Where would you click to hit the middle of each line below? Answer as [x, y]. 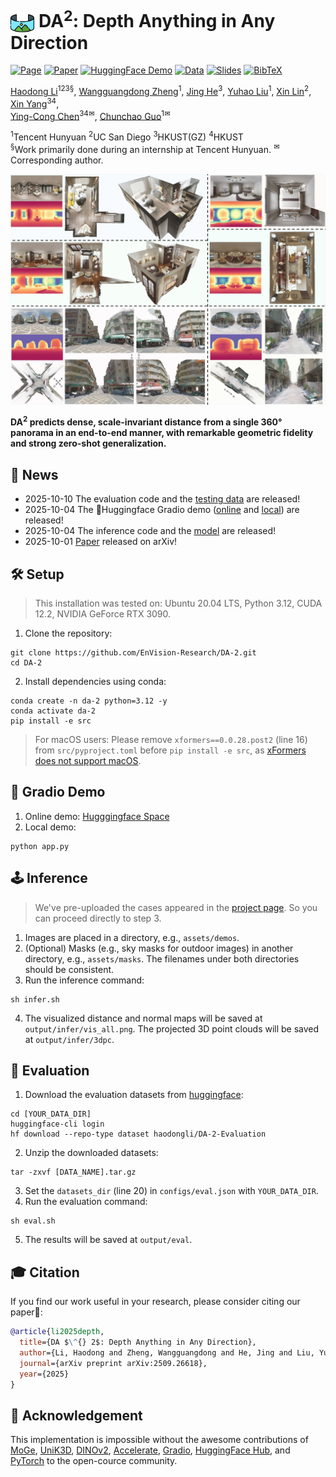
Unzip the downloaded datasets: [91, 1153]
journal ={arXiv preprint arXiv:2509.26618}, [113, 1363]
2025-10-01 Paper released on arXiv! [101, 542]
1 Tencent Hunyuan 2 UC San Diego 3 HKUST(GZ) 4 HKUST [127, 136]
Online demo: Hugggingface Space [97, 816]
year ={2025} [44, 1374]
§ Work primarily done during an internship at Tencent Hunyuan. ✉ [145, 148]
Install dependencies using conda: [95, 681]
